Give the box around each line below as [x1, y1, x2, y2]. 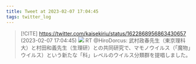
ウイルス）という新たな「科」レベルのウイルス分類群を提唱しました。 [20, 51, 191, 58]
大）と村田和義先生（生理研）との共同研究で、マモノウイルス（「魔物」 [20, 44, 191, 51]
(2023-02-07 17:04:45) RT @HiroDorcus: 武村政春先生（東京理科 [20, 37, 186, 44]
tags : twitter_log [6, 14, 51, 20]
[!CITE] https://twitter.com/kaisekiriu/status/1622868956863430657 [20, 30, 187, 37]
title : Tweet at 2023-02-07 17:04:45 [6, 8, 99, 15]
